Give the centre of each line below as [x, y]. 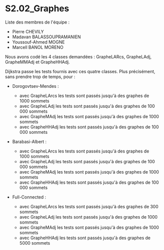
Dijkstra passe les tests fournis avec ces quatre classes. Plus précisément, [80, 71]
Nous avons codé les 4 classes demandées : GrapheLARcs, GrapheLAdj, [78, 56]
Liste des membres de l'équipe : [37, 22]
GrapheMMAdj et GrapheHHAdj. [37, 62]
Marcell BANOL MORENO [38, 47]
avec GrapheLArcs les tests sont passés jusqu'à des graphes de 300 [89, 206]
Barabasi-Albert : [29, 141]
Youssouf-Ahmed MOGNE [38, 42]
